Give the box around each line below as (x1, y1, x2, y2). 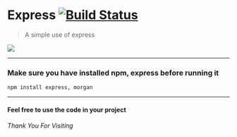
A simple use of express (24, 30, 95, 39)
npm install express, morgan (7, 84, 93, 91)
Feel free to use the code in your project (7, 105, 127, 114)
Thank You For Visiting (7, 121, 73, 130)
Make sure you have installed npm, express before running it (7, 68, 219, 78)
